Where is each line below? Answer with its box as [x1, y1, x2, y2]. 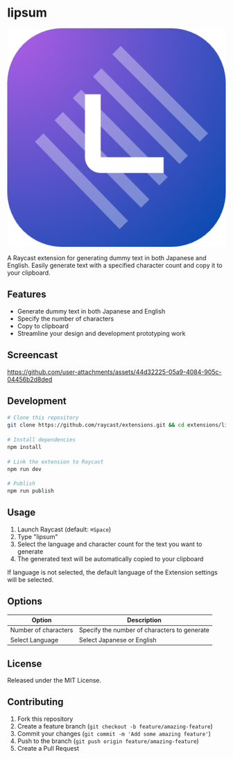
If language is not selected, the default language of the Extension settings [7, 568, 218, 577]
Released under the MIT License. [7, 676, 102, 684]
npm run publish [7, 488, 54, 495]
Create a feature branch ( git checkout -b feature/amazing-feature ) [17, 722, 214, 730]
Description [127, 616, 162, 624]
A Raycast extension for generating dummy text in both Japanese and [7, 253, 207, 262]
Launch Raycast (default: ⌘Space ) [17, 525, 112, 534]
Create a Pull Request [17, 744, 80, 752]
